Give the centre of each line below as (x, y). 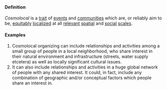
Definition (15, 7)
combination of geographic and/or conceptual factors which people (82, 78)
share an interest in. (32, 83)
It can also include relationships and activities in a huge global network (85, 67)
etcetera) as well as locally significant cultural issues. (67, 62)
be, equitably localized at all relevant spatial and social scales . (69, 23)
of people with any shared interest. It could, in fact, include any (77, 72)
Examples (15, 34)
